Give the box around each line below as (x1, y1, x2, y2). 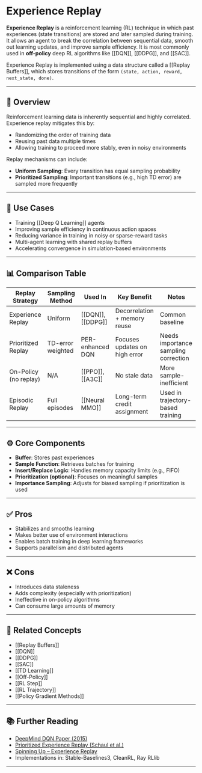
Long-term (115, 393, 147, 401)
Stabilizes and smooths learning (14, 525, 94, 532)
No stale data (115, 371, 153, 380)
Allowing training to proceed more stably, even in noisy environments (14, 144, 186, 151)
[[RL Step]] (14, 679, 43, 686)
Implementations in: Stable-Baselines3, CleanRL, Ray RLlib (14, 754, 160, 762)
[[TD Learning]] (14, 667, 54, 674)
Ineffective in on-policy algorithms (14, 596, 100, 603)
